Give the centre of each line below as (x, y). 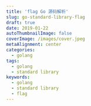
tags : (13, 61)
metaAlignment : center (34, 45)
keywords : (18, 77)
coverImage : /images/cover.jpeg (45, 39)
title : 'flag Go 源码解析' (37, 11)
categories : (21, 50)
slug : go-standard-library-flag (45, 17)
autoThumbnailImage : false (39, 34)
